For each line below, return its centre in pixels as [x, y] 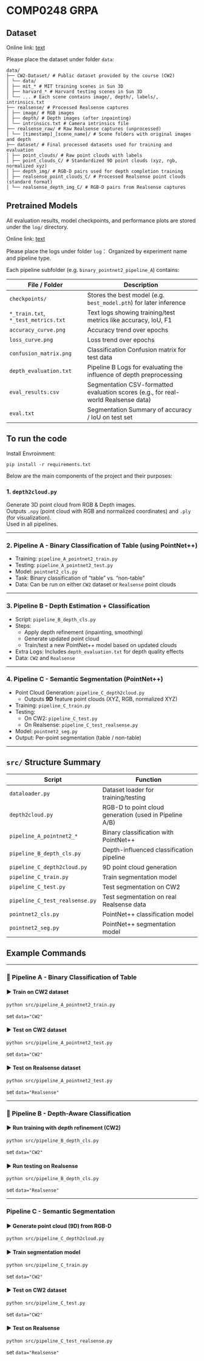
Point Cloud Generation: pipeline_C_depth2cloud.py [80, 692]
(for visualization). [29, 517]
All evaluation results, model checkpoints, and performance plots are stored [101, 220]
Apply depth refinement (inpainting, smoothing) [83, 632]
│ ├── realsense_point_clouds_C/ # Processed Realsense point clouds [96, 177]
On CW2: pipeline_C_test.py [61, 718]
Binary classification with [138, 832]
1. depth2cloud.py [32, 491]
